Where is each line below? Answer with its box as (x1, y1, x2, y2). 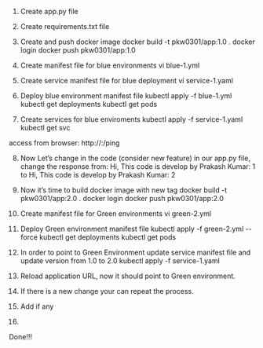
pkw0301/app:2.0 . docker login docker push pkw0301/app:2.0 (20, 194, 225, 203)
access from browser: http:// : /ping (9, 138, 120, 148)
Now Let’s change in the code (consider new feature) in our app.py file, (20, 153, 250, 163)
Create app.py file (20, 7, 79, 16)
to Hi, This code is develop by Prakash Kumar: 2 (20, 170, 176, 179)
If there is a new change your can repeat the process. (20, 287, 195, 295)
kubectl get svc (20, 123, 71, 132)
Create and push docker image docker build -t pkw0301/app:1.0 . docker (20, 37, 256, 46)
